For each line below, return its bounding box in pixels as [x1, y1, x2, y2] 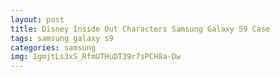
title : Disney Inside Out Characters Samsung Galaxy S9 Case [10, 24, 271, 34]
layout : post [10, 14, 65, 25]
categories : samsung [10, 42, 97, 53]
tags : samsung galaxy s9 [10, 33, 114, 43]
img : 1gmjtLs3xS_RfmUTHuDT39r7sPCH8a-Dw [10, 52, 182, 62]
